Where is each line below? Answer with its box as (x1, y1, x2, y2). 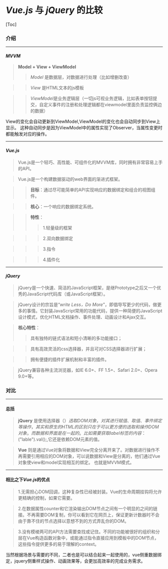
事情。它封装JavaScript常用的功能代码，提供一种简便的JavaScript (26, 307, 163, 313)
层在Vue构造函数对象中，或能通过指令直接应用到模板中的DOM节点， (17, 535, 159, 541)
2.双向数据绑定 (42, 235, 73, 241)
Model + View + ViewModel (17, 64, 76, 70)
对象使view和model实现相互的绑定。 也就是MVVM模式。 (17, 460, 134, 466)
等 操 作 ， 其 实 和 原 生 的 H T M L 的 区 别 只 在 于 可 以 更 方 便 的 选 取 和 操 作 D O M (17, 424, 159, 430)
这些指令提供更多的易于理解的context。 (17, 541, 99, 547)
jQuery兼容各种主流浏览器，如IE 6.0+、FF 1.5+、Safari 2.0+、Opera (17, 367, 158, 373)
